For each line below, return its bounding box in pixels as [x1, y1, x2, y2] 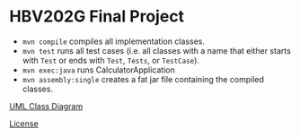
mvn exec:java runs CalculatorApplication [22, 64, 175, 75]
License [9, 118, 39, 129]
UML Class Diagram [9, 100, 84, 111]
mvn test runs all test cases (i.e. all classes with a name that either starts [22, 45, 292, 56]
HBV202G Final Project [9, 6, 185, 27]
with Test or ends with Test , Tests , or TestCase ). [22, 55, 200, 65]
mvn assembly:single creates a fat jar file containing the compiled [22, 73, 265, 84]
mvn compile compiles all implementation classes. [22, 36, 205, 47]
